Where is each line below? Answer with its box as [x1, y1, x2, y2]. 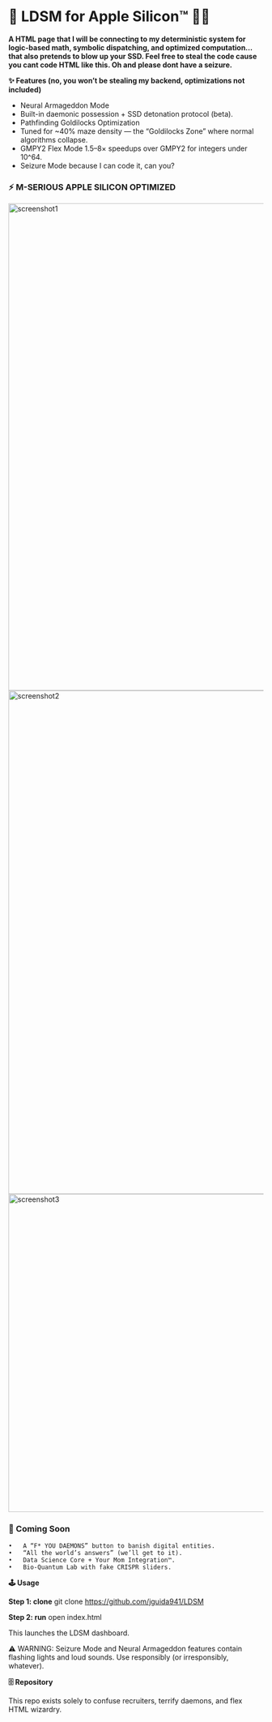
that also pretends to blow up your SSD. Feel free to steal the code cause [8, 51, 257, 61]
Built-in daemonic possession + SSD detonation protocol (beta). [19, 109, 233, 118]
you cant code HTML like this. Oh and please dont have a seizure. [8, 60, 232, 70]
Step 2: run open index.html [8, 1612, 103, 1622]
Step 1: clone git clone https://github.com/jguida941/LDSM [8, 1596, 204, 1606]
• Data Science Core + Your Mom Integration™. [8, 1556, 176, 1564]
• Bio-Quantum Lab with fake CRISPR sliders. [8, 1563, 172, 1571]
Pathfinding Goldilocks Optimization [19, 118, 140, 127]
